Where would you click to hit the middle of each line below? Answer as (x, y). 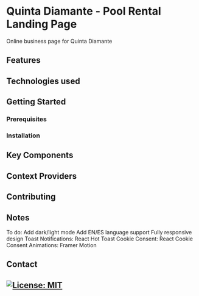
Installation (23, 135)
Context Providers (42, 176)
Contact (22, 265)
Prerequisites (26, 119)
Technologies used (43, 81)
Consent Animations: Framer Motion (51, 245)
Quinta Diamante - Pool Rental (84, 11)
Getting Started (36, 102)
